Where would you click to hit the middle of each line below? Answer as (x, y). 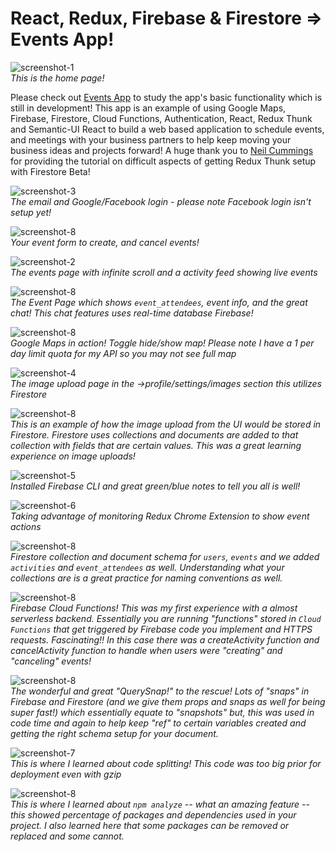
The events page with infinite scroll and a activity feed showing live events (164, 272)
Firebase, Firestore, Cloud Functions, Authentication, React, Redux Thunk (161, 118)
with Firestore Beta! (50, 171)
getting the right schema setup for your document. (114, 733)
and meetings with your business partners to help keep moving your (151, 139)
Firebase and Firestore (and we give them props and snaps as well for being (168, 701)
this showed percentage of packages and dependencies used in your (153, 814)
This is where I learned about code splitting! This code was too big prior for (166, 763)
